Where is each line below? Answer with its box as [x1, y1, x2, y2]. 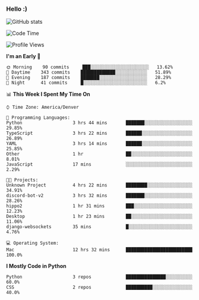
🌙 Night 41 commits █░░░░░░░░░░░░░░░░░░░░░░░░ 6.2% [6, 80, 166, 86]
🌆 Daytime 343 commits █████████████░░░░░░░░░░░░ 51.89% [6, 70, 171, 75]
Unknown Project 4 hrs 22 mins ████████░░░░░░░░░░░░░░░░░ [6, 182, 193, 188]
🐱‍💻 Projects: [6, 177, 39, 183]
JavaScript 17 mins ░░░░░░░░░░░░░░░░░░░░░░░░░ [6, 162, 193, 168]
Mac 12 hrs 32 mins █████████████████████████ [6, 247, 193, 253]
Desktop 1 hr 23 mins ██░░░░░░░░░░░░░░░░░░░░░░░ [6, 213, 193, 220]
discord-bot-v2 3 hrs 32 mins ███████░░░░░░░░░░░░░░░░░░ [6, 192, 193, 199]
